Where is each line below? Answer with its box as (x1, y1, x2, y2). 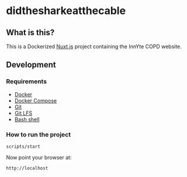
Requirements (6, 77, 47, 86)
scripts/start (6, 144, 41, 149)
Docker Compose (14, 97, 57, 104)
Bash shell (14, 115, 40, 122)
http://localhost (6, 165, 49, 171)
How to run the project (6, 130, 71, 138)
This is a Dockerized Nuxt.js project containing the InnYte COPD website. (6, 43, 182, 50)
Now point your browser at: (6, 154, 72, 161)
